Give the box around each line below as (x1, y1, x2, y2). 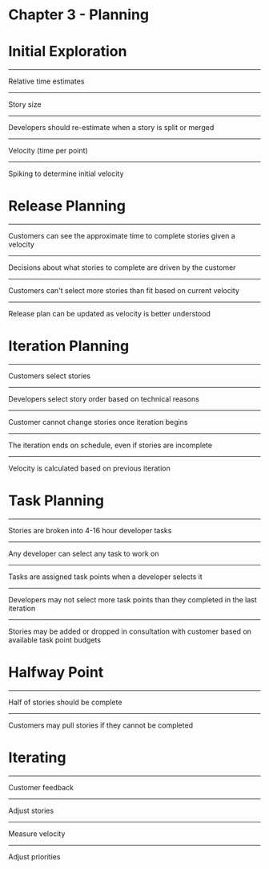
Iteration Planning (8, 337, 130, 355)
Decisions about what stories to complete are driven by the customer (8, 263, 236, 272)
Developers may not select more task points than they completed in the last (8, 594, 258, 604)
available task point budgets (8, 634, 102, 644)
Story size (8, 100, 42, 109)
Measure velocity (8, 829, 66, 838)
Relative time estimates (8, 76, 85, 86)
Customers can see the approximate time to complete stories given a (8, 231, 236, 241)
